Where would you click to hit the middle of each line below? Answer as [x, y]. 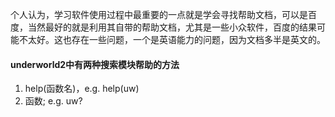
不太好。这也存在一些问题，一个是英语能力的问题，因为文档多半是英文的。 [172, 39]
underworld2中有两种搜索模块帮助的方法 [95, 64]
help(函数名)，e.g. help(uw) [82, 89]
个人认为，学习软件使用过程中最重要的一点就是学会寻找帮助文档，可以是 [159, 14]
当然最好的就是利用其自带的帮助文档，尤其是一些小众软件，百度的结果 [172, 27]
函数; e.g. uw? [53, 101]
